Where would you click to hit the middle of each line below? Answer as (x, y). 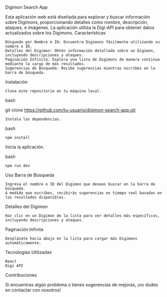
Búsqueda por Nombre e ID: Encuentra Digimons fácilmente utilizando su (82, 42)
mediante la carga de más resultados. (45, 64)
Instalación (16, 82)
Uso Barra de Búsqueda (30, 175)
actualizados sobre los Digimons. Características (55, 33)
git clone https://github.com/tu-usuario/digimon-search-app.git (70, 110)
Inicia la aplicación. (25, 147)
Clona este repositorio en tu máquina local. (53, 91)
